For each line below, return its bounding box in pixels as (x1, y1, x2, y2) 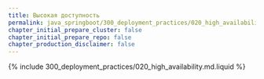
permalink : (8, 19, 44, 27)
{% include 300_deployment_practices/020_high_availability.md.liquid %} (8, 62, 246, 71)
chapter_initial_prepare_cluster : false (8, 26, 143, 34)
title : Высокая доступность (8, 11, 101, 20)
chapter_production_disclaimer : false (8, 41, 135, 48)
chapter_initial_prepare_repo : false (8, 33, 132, 41)
